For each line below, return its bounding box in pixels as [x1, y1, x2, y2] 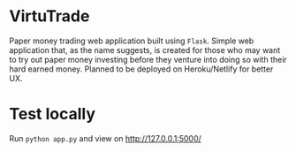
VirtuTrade [9, 6, 90, 27]
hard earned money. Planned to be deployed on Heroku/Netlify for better [9, 64, 274, 74]
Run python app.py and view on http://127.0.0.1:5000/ [9, 133, 201, 143]
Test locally [9, 104, 95, 125]
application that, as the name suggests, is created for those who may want [9, 44, 281, 55]
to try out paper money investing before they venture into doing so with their [9, 54, 287, 65]
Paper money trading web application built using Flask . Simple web [9, 35, 254, 46]
